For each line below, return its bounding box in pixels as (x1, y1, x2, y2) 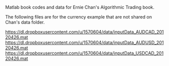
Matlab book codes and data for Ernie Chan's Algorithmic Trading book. (5, 4, 155, 10)
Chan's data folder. (5, 19, 45, 25)
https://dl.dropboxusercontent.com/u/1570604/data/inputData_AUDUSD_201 (5, 39, 164, 45)
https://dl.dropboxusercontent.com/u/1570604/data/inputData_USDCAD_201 (5, 50, 164, 56)
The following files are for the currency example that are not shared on (5, 14, 152, 19)
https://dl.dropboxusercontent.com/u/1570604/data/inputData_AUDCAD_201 (5, 29, 164, 34)
